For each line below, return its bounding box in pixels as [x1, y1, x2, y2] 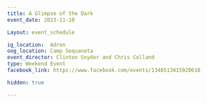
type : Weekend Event [7, 60, 66, 67]
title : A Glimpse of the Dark [7, 10, 94, 17]
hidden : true [7, 79, 45, 86]
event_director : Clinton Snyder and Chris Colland [7, 54, 155, 61]
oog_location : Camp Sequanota [7, 47, 94, 55]
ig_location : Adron [7, 41, 66, 48]
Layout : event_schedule [7, 29, 75, 36]
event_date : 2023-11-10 [7, 16, 75, 23]
